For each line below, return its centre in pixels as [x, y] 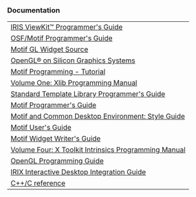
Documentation [34, 10]
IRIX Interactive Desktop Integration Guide [78, 172]
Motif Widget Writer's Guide [56, 139]
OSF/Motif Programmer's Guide [62, 38]
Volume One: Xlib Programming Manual [74, 83]
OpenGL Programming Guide [57, 161]
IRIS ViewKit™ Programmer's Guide [67, 27]
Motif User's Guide [41, 128]
